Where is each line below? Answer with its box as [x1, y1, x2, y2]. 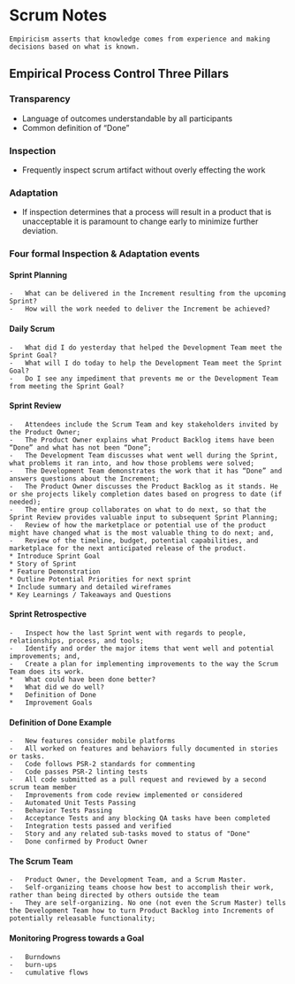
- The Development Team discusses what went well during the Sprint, [9, 450, 278, 460]
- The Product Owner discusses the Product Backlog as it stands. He [9, 481, 278, 491]
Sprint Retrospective [9, 609, 87, 619]
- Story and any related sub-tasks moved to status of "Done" [9, 829, 251, 839]
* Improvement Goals [9, 698, 93, 707]
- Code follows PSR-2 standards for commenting [9, 760, 196, 769]
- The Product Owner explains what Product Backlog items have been [9, 435, 275, 444]
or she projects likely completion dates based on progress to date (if [9, 489, 283, 498]
